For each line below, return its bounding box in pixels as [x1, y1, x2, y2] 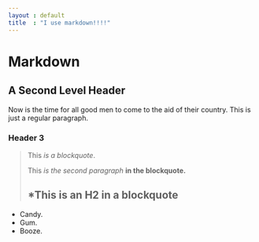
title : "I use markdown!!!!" [8, 19, 111, 27]
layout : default [8, 11, 65, 20]
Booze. [19, 225, 43, 236]
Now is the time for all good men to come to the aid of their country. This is [8, 104, 251, 114]
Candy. [19, 209, 43, 218]
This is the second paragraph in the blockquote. [27, 166, 187, 175]
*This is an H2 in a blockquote [27, 189, 179, 202]
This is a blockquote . [27, 150, 96, 159]
